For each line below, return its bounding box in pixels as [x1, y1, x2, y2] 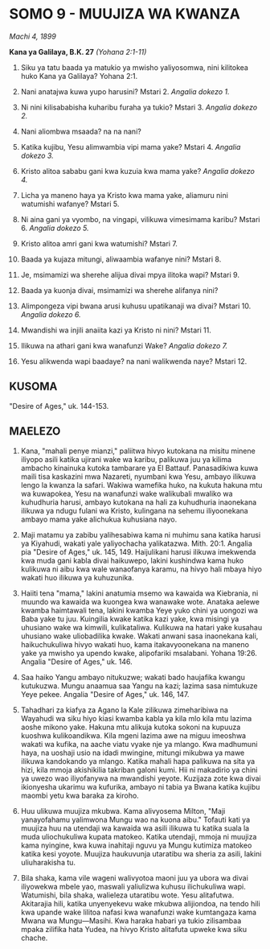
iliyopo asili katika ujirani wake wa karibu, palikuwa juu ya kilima [20, 454, 232, 464]
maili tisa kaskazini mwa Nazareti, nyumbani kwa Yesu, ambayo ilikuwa [20, 472, 256, 481]
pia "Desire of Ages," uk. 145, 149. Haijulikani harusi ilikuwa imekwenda [20, 547, 256, 556]
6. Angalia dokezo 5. [20, 223, 89, 233]
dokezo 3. [20, 151, 55, 160]
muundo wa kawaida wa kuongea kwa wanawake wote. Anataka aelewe [20, 596, 260, 606]
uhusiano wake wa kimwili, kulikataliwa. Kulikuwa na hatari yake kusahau [20, 622, 263, 632]
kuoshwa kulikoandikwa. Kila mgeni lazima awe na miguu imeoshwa [20, 730, 247, 741]
